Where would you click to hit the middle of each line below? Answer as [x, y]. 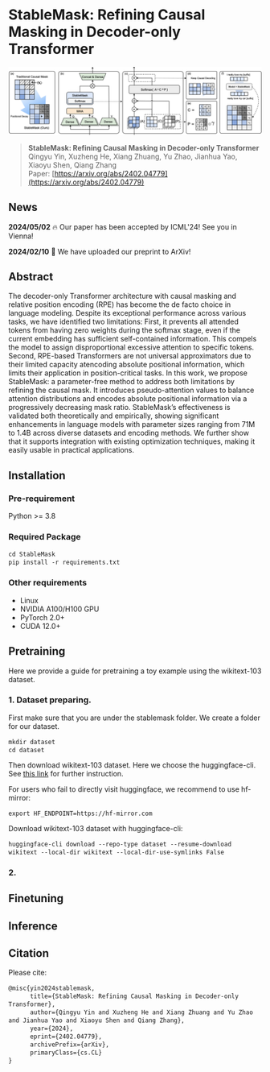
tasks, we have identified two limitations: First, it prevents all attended [124, 322]
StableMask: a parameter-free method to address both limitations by [122, 382]
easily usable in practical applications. [72, 450]
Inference [33, 926]
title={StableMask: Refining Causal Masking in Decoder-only [134, 996]
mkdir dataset [32, 742]
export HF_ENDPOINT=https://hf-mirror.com [80, 813]
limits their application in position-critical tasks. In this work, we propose [128, 373]
